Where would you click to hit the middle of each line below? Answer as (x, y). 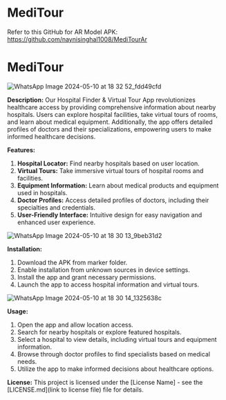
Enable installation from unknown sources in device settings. (103, 270)
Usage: (18, 311)
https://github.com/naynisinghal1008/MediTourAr (77, 39)
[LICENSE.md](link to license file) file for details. (75, 390)
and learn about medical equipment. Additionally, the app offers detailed (110, 122)
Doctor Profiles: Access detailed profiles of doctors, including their (113, 200)
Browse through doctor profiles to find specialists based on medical (114, 354)
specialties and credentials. (56, 207)
